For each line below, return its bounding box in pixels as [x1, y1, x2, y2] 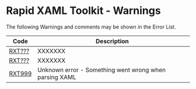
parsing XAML [37, 73, 77, 81]
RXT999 [9, 69, 32, 77]
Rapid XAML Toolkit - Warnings [6, 4, 162, 17]
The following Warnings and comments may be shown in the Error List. [6, 23, 176, 30]
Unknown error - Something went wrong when [37, 66, 166, 74]
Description [95, 37, 129, 45]
